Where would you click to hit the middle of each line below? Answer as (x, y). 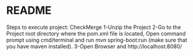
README (29, 11)
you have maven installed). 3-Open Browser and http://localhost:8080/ (94, 46)
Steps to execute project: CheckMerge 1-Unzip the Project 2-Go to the (93, 27)
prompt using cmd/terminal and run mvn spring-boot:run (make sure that (97, 40)
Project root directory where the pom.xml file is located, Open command (96, 33)
